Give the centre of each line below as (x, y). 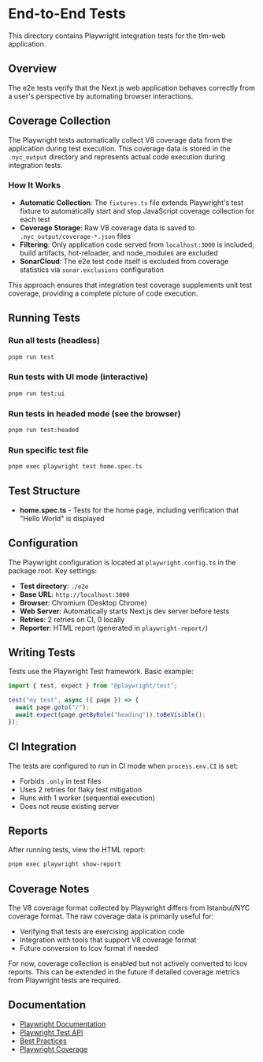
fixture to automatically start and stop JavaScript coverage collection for (137, 211)
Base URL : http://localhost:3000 (74, 594)
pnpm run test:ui (37, 393)
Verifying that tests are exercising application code (102, 932)
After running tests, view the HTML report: (77, 850)
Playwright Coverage (54, 1049)
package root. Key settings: (53, 570)
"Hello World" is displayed (62, 518)
